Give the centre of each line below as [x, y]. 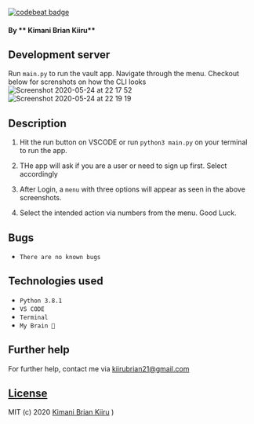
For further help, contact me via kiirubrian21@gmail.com [99, 368]
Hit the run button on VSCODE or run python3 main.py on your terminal [133, 142]
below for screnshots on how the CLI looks [77, 82]
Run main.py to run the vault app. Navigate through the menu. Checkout [124, 74]
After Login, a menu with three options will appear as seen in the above [132, 189]
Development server [59, 55]
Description [37, 123]
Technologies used [56, 281]
